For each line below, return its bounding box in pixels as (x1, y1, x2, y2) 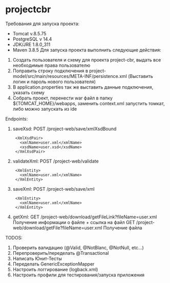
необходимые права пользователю (12, 62, 91, 68)
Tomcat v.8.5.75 (12, 30, 47, 36)
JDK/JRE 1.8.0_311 (12, 41, 51, 47)
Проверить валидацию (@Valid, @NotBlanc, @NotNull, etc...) (12, 245, 144, 251)
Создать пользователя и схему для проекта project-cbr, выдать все (12, 56, 161, 63)
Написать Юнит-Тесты (12, 255, 62, 261)
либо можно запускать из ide (12, 106, 77, 112)
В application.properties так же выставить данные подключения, (12, 84, 154, 90)
